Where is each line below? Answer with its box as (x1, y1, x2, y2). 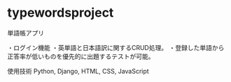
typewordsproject (7, 5, 114, 21)
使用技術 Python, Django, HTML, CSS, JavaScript (7, 67, 149, 75)
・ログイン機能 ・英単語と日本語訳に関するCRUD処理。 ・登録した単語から (7, 43, 225, 51)
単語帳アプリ (7, 28, 44, 37)
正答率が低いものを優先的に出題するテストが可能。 (7, 52, 155, 60)
